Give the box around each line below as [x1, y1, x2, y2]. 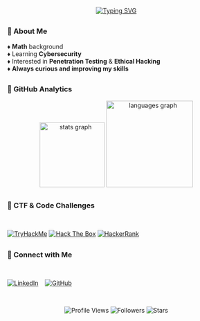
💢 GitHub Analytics [7, 84, 73, 94]
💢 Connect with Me [7, 250, 73, 259]
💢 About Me [7, 26, 48, 36]
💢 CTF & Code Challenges [7, 201, 95, 210]
